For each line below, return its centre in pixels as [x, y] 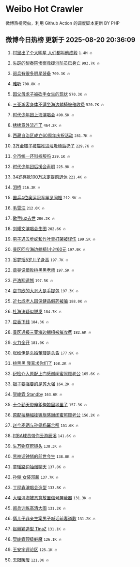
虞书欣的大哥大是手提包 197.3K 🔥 [46, 290]
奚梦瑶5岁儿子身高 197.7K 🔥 [40, 260]
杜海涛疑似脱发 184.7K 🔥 [37, 311]
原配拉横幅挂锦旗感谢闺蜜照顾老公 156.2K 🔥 [56, 415]
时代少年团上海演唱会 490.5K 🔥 [43, 114]
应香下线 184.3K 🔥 [31, 321]
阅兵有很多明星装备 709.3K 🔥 [41, 73]
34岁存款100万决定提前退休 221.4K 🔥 [49, 177]
